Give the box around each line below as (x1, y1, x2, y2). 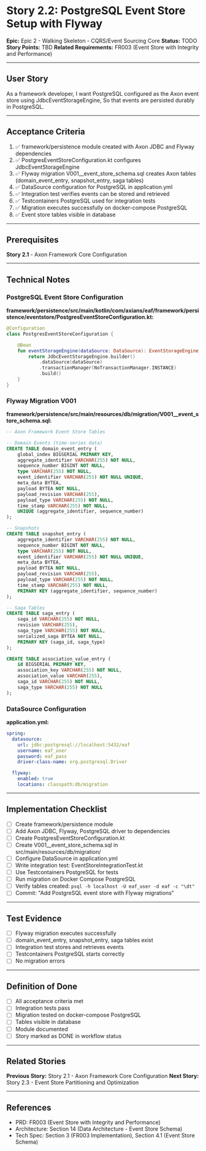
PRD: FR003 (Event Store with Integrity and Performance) (15, 1118, 161, 1126)
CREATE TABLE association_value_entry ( (6, 656, 112, 662)
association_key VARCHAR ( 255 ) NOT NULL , (17, 667, 122, 673)
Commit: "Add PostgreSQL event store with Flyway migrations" (15, 889, 175, 897)
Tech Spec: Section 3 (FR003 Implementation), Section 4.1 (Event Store (15, 1132, 195, 1139)
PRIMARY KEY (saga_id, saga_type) (17, 639, 105, 645)
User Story (6, 74, 48, 84)
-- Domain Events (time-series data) (6, 440, 103, 446)
